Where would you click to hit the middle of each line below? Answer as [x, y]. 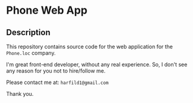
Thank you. [20, 94]
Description [28, 32]
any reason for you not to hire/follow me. [56, 71]
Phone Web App [47, 10]
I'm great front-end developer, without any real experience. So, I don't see [97, 64]
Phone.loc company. [31, 53]
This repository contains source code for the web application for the [90, 46]
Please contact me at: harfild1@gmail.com [57, 82]
